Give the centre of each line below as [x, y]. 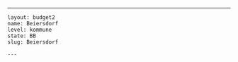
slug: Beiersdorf [33, 42]
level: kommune [30, 30]
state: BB [22, 36]
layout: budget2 [31, 18]
